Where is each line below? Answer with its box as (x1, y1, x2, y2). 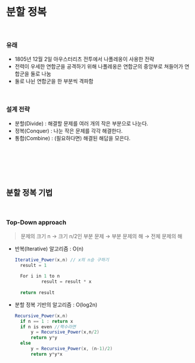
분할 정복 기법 (6, 187, 53, 197)
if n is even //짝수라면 (20, 324, 77, 330)
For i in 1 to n (20, 273, 60, 279)
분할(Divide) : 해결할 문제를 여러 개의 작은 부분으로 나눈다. (14, 120, 148, 127)
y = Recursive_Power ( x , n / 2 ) (30, 329, 100, 335)
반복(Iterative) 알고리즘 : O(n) (14, 245, 84, 252)
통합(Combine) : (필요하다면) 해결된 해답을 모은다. (14, 134, 131, 141)
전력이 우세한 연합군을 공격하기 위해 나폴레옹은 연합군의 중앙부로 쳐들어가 (14, 63, 184, 70)
